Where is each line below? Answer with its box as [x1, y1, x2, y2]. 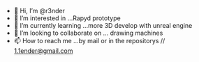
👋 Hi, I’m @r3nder [13, 7, 65, 15]
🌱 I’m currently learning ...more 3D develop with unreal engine [13, 22, 193, 29]
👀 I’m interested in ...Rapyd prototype [13, 14, 121, 22]
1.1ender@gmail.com [13, 47, 73, 55]
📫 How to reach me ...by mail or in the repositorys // [13, 37, 165, 45]
